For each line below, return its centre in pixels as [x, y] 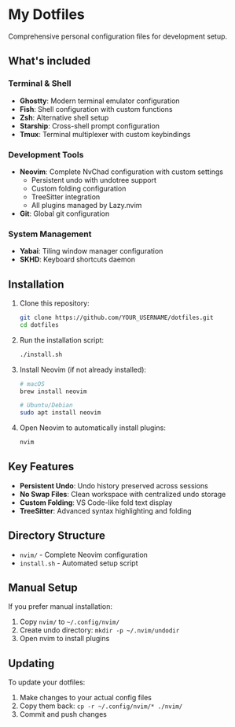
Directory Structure [57, 536]
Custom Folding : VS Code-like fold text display [96, 503]
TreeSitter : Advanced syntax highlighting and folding [105, 510]
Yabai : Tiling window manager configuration [91, 251]
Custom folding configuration [79, 188]
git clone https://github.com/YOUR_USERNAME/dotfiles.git [116, 318]
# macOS [32, 384]
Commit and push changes [63, 714]
